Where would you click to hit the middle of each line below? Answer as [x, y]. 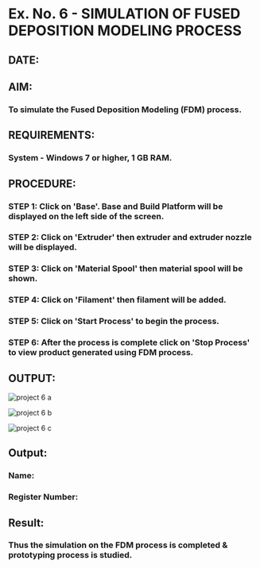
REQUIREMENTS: [52, 135]
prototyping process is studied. [70, 555]
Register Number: [43, 497]
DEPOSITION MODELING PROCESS [125, 31]
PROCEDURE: [42, 184]
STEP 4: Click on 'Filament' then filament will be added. [117, 300]
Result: [26, 522]
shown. [23, 279]
